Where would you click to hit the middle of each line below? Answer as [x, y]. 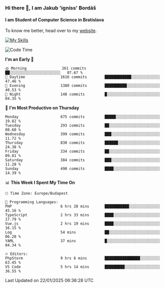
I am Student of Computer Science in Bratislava [55, 20]
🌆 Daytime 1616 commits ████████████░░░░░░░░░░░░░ [83, 77]
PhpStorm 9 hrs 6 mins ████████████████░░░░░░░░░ [83, 258]
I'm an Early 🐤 [20, 59]
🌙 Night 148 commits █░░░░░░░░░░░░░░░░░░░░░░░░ [83, 94]
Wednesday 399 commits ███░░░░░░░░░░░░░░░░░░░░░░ [83, 134]
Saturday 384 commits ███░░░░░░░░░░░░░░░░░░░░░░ [83, 160]
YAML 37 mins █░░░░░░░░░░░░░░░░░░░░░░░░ [83, 241]
